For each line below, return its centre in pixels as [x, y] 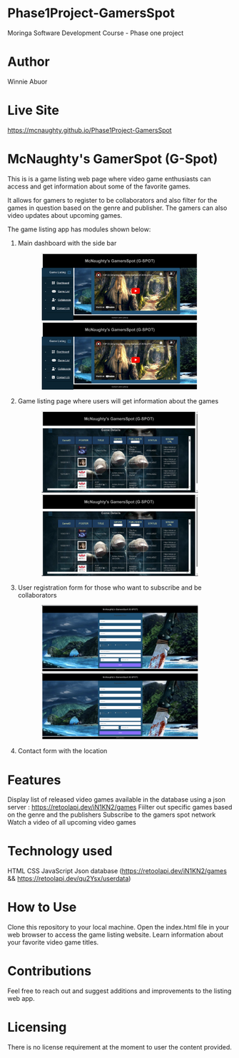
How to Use [42, 907]
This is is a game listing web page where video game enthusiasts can [109, 178]
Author [29, 62]
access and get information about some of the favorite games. [99, 186]
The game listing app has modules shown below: [79, 229]
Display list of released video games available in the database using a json [117, 800]
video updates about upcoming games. [65, 215]
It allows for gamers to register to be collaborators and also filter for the [112, 200]
